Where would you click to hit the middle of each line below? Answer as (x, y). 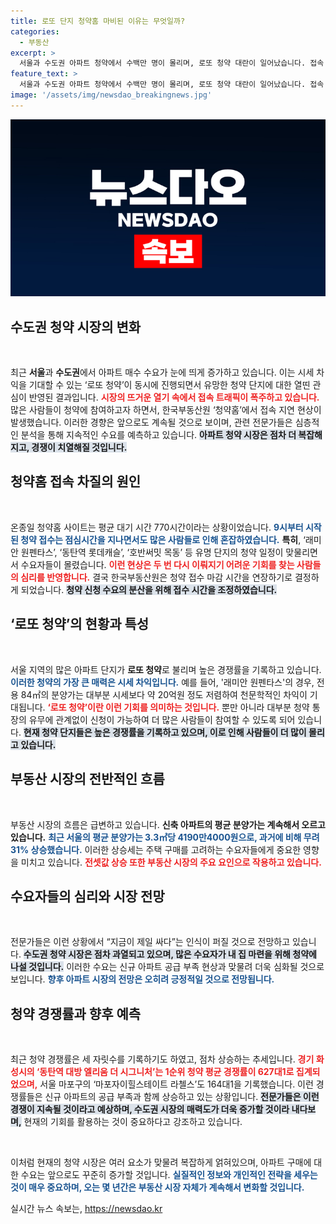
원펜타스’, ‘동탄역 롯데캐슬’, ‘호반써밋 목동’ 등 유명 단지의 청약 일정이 (152, 552)
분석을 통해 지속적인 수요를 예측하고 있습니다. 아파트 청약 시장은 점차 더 (158, 435)
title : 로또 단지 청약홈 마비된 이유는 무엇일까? (98, 21)
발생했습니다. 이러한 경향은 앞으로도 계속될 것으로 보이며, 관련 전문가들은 (151, 422)
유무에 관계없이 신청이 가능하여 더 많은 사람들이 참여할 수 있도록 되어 (162, 719)
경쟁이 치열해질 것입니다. (79, 447)
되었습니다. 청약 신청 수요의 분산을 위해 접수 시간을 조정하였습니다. (149, 589)
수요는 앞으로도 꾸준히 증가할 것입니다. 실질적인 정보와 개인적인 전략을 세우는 (169, 1175)
